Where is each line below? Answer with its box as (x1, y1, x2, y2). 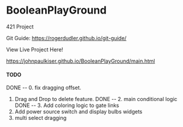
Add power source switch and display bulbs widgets (14, 108, 143, 115)
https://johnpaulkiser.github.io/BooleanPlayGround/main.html (6, 57, 155, 64)
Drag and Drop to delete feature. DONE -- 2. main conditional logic (14, 96, 178, 103)
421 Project (6, 23, 34, 30)
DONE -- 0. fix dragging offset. (6, 84, 82, 92)
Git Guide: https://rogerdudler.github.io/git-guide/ (6, 34, 127, 41)
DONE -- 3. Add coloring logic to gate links (14, 102, 120, 109)
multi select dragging (14, 115, 67, 122)
